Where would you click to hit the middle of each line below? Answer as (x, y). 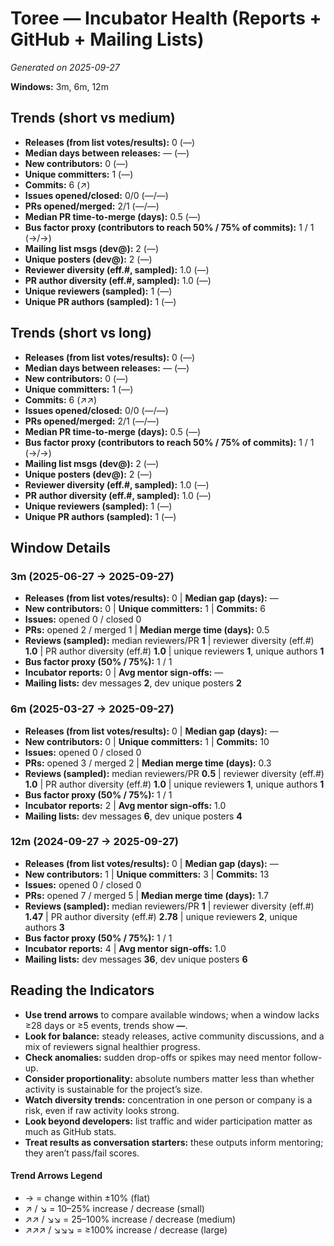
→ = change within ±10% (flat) (87, 1198)
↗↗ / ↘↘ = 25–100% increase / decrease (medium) (130, 1219)
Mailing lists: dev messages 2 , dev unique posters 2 (133, 683)
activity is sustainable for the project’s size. (113, 1089)
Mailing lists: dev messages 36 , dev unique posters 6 (136, 959)
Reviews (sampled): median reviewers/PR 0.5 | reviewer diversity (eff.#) (174, 773)
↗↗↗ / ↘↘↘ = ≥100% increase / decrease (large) (126, 1229)
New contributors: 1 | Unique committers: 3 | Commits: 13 (147, 874)
